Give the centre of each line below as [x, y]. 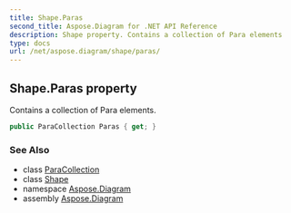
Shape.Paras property [74, 88]
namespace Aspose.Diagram [77, 189]
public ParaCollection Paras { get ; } [83, 126]
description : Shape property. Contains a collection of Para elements [146, 34]
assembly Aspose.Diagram [73, 198]
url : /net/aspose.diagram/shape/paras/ [85, 52]
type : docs [30, 43]
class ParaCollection [61, 169]
